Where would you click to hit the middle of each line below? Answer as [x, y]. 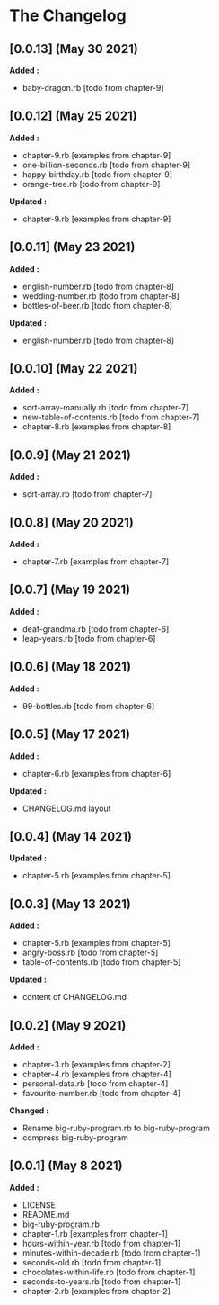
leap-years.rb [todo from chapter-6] [89, 638]
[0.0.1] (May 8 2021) [66, 1166]
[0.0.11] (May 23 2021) [72, 247]
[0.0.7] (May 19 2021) [70, 590]
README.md [46, 1214]
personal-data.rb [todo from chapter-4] [95, 1083]
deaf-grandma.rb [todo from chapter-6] [96, 629]
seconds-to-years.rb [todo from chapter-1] [101, 1281]
